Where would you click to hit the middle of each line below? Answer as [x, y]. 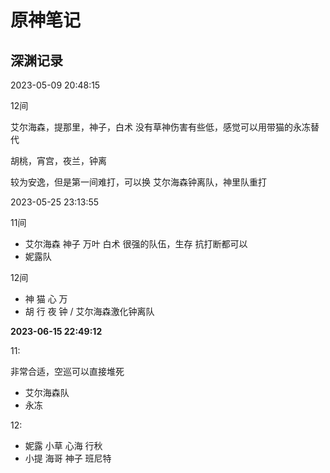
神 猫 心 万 [46, 299]
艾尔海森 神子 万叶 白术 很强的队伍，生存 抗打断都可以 [136, 244]
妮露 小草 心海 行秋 [63, 445]
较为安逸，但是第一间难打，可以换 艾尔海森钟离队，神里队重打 [138, 182]
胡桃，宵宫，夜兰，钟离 [58, 160]
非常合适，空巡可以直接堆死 [67, 371]
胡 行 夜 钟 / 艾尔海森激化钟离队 [89, 311]
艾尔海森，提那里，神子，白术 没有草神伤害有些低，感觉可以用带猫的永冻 [160, 127]
